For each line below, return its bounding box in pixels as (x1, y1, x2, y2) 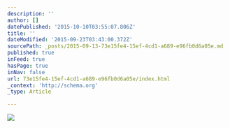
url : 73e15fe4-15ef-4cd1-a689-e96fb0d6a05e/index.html (7, 75, 171, 83)
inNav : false (7, 69, 45, 76)
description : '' (7, 10, 55, 17)
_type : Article (7, 88, 52, 95)
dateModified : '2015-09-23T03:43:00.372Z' (7, 36, 133, 43)
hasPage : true (7, 62, 49, 69)
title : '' (7, 29, 36, 37)
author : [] (7, 17, 39, 24)
